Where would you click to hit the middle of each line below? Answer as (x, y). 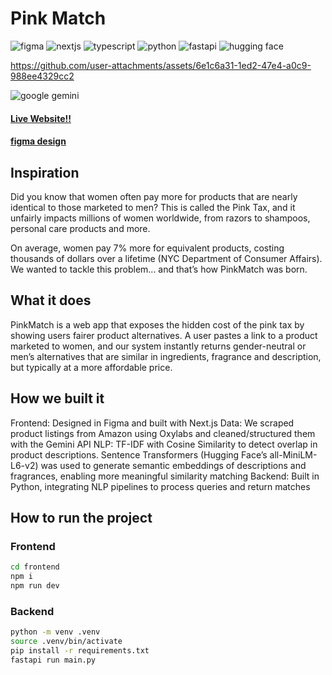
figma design (38, 141)
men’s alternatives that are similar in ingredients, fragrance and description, (166, 356)
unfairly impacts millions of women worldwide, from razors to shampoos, (160, 218)
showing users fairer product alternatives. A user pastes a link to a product (164, 335)
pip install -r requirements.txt (80, 650)
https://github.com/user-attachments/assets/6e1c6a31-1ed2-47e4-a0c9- (161, 65)
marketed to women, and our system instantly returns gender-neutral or (158, 346)
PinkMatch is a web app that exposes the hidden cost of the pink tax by (157, 324)
